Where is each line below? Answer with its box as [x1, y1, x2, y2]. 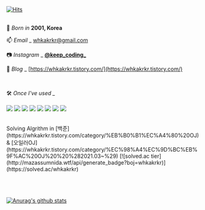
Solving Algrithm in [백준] [6, 125, 69, 132]
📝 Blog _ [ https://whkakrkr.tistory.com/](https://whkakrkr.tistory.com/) [6, 65, 183, 72]
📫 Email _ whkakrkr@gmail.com [6, 37, 88, 44]
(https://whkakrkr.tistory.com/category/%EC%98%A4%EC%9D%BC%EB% [6, 146, 198, 153]
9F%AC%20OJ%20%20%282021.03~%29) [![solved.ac [6, 152, 150, 160]
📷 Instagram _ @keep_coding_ [6, 51, 87, 58]
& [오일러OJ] [6, 139, 38, 146]
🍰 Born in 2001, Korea [6, 25, 63, 31]
